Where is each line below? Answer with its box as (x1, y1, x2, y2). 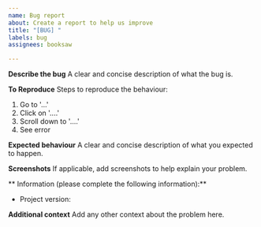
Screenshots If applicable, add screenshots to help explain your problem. (8, 164, 248, 173)
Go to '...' (19, 100, 49, 110)
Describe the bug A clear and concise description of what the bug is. (8, 69, 233, 79)
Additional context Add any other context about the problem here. (8, 210, 225, 219)
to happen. (8, 149, 43, 158)
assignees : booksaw (8, 41, 73, 49)
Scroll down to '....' (19, 117, 80, 126)
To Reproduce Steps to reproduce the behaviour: (8, 84, 168, 95)
